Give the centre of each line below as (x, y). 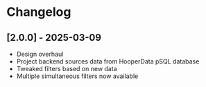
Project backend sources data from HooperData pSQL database (108, 61)
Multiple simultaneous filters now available (77, 76)
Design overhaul (40, 54)
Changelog (39, 12)
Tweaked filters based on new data (67, 69)
